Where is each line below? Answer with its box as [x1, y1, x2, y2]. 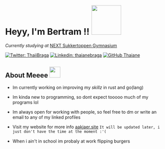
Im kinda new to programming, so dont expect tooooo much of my [12, 94, 149, 100]
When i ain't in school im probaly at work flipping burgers [12, 138, 131, 144]
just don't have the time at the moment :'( [12, 129, 107, 134]
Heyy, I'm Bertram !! [5, 26, 90, 37]
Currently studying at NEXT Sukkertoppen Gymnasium [5, 42, 117, 48]
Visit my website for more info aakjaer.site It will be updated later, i [12, 124, 161, 130]
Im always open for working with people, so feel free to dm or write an [12, 109, 157, 115]
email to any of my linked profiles [12, 114, 81, 120]
